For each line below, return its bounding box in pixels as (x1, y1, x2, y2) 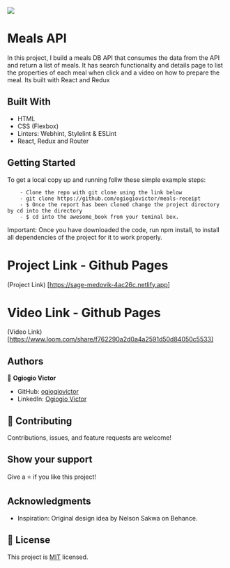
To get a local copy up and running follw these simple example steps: (7, 175, 206, 184)
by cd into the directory (7, 207, 82, 214)
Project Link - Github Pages (7, 257, 169, 273)
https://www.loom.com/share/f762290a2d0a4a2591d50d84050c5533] (9, 335, 214, 344)
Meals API (7, 31, 68, 47)
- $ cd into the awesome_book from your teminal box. (20, 213, 179, 220)
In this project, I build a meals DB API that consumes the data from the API (7, 53, 220, 62)
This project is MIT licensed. (7, 553, 89, 561)
